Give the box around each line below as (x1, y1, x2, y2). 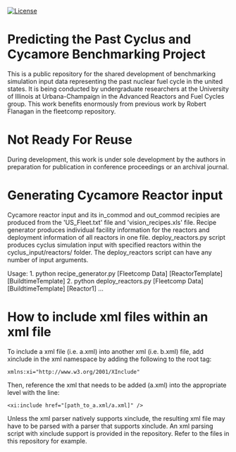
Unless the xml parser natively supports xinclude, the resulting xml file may (7, 414, 225, 422)
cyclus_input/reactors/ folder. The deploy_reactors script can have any (7, 248, 213, 257)
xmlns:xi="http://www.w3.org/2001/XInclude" (7, 368, 140, 375)
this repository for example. (7, 436, 87, 445)
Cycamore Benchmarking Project (7, 47, 206, 63)
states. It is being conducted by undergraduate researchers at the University (7, 85, 229, 93)
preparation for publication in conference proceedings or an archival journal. (7, 162, 229, 171)
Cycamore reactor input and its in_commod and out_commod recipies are (7, 210, 221, 219)
